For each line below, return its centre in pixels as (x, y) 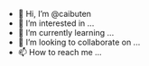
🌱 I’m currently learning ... (66, 33)
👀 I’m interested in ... (56, 23)
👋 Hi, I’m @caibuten (55, 14)
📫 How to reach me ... (60, 52)
